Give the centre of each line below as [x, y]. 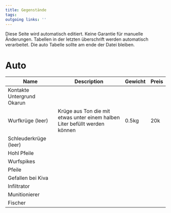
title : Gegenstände [26, 10]
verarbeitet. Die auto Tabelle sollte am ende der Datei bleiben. [70, 45]
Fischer [17, 203]
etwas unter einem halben [89, 118]
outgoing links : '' [26, 19]
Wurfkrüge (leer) [28, 121]
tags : [11, 15]
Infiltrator [19, 187]
